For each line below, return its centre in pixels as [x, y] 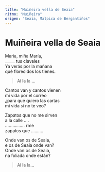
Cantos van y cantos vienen [33, 90]
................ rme [19, 126]
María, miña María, [24, 56]
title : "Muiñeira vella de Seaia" [40, 9]
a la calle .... [17, 120]
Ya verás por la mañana [29, 67]
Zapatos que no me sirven [31, 115]
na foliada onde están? [28, 155]
